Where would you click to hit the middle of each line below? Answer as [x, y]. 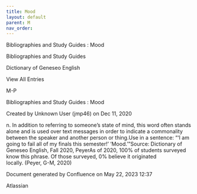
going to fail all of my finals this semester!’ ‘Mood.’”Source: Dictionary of [94, 144]
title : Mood [21, 12]
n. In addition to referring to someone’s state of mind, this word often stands [98, 125]
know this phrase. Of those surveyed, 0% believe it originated [81, 157]
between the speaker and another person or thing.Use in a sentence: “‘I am [98, 138]
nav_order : [20, 28]
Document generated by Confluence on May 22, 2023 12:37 [79, 174]
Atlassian [17, 186]
